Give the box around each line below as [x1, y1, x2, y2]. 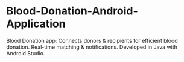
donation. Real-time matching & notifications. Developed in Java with [6, 43, 178, 51]
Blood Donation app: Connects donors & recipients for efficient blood [6, 37, 178, 44]
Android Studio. [6, 49, 45, 57]
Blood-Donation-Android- [6, 4, 139, 18]
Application [6, 17, 66, 31]
